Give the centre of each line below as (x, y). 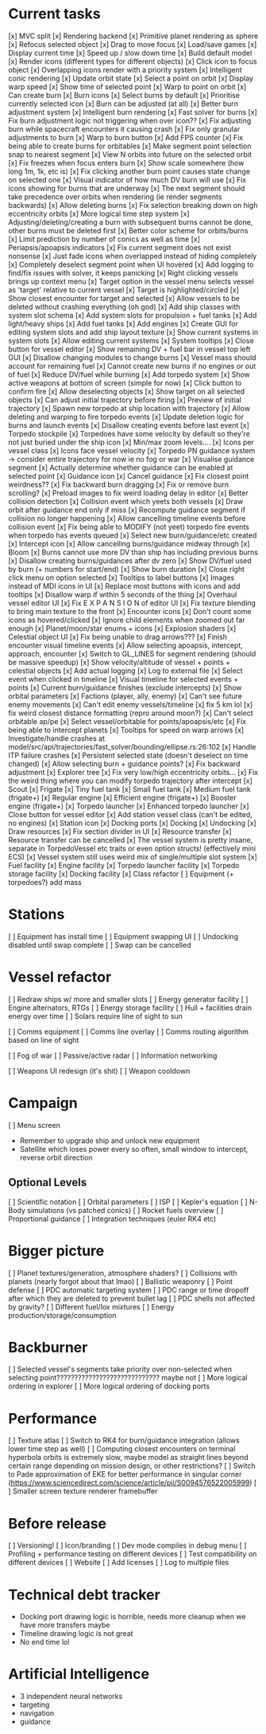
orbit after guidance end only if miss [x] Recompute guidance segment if (127, 510)
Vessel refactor (60, 977)
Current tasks (54, 14)
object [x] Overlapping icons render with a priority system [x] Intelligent (125, 69)
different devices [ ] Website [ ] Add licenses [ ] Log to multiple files (119, 1563)
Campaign (43, 1103)
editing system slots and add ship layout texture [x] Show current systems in (133, 332)
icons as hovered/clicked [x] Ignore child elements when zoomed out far (127, 620)
